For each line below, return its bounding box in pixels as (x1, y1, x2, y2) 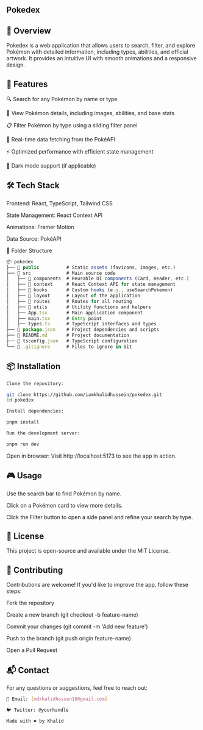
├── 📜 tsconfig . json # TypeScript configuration (6, 338, 138, 344)
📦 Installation (6, 361, 61, 372)
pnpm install (6, 419, 40, 425)
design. (6, 61, 26, 69)
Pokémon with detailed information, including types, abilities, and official (6, 48, 188, 55)
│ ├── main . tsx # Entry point (6, 315, 102, 322)
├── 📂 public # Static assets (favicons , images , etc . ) (6, 264, 176, 271)
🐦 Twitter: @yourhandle (6, 707, 69, 713)
